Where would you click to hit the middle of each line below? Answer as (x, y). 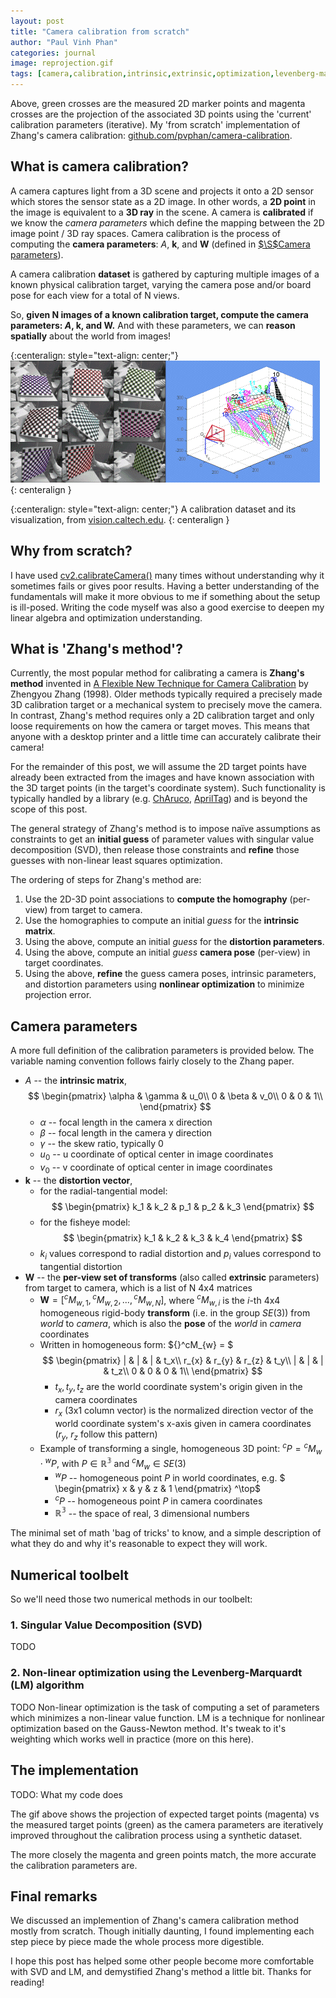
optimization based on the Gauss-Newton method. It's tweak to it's (148, 1728)
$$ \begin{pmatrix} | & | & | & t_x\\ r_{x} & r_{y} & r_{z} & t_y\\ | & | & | (182, 1361)
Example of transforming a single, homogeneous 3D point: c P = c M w (181, 1449)
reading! (27, 1982)
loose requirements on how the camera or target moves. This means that (160, 726)
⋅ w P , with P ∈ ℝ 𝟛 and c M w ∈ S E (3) (113, 1463)
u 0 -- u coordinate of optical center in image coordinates (156, 1155)
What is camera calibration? (99, 166)
